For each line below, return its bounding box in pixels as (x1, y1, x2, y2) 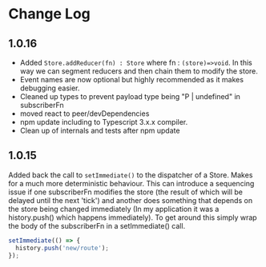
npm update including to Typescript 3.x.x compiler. (19, 118, 188, 126)
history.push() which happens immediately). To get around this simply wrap (8, 213, 258, 222)
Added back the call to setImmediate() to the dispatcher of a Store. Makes (8, 169, 253, 180)
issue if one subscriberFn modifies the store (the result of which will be (8, 187, 243, 197)
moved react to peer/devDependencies (19, 109, 150, 118)
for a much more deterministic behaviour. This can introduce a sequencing (8, 178, 255, 188)
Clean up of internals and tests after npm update (19, 126, 180, 135)
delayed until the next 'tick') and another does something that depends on (8, 195, 253, 205)
